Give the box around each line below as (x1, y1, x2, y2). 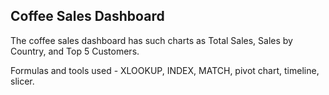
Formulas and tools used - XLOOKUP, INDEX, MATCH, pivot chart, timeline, (10, 64, 320, 76)
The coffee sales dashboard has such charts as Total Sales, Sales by (10, 34, 293, 46)
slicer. (10, 75, 35, 87)
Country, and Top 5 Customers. (10, 45, 140, 57)
